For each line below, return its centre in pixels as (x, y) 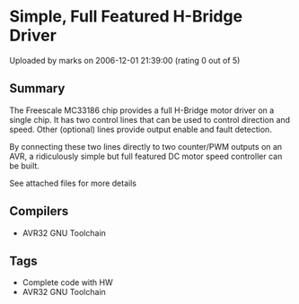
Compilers (39, 211)
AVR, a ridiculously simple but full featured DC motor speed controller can (146, 156)
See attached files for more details (73, 183)
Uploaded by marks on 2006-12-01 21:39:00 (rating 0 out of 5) (125, 60)
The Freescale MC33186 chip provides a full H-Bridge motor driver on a (142, 110)
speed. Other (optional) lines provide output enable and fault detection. (141, 129)
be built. (25, 165)
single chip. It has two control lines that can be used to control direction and (149, 119)
